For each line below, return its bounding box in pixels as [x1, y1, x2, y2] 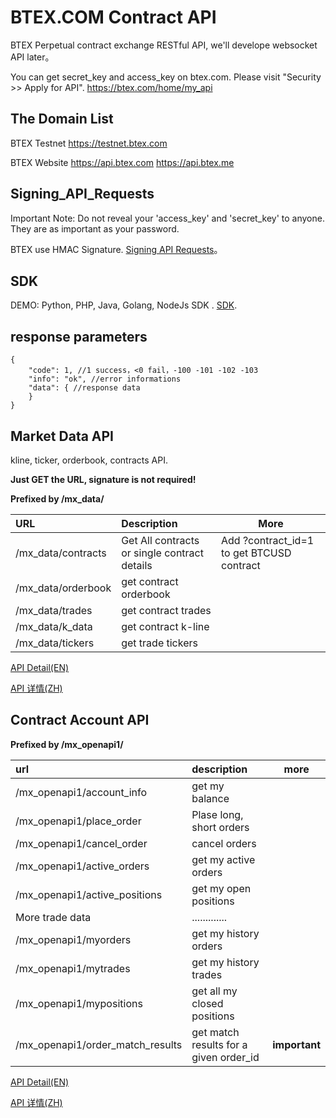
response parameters [10, 328, 148, 345]
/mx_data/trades [15, 604, 93, 617]
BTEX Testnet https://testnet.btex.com [10, 137, 168, 149]
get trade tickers [121, 636, 198, 650]
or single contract [121, 546, 204, 560]
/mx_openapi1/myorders [15, 932, 132, 946]
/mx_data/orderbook [15, 581, 112, 595]
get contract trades [121, 604, 212, 617]
